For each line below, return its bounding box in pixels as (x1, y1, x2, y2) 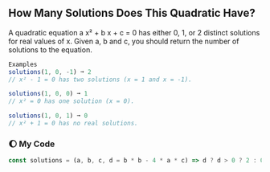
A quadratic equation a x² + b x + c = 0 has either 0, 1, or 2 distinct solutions (8, 27, 260, 37)
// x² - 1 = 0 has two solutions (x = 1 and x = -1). (8, 76, 193, 84)
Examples (8, 60, 38, 68)
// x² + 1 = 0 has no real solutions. (8, 120, 138, 128)
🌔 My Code (8, 138, 55, 149)
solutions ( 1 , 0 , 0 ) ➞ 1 (8, 90, 88, 98)
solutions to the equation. (8, 44, 92, 55)
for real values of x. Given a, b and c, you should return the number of (8, 36, 239, 46)
